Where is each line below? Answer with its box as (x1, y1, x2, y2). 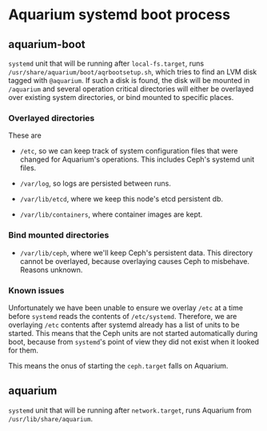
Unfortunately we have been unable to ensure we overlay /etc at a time (8, 302, 244, 313)
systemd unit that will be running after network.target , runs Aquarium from (8, 405, 252, 415)
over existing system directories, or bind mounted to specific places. (8, 93, 234, 102)
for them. (8, 345, 38, 355)
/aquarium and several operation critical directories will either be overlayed (8, 84, 254, 94)
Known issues (8, 285, 65, 296)
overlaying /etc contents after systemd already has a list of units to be (8, 320, 240, 329)
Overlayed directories (8, 112, 95, 123)
